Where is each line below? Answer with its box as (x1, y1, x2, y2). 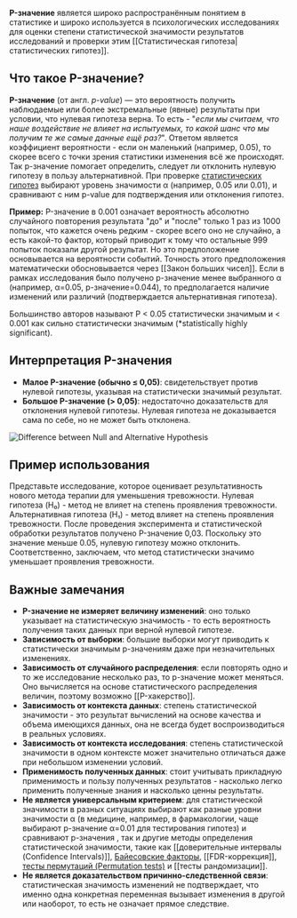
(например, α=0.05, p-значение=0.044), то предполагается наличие (9, 282, 269, 292)
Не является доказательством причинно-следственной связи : (21, 870, 269, 881)
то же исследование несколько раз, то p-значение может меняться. (21, 672, 285, 683)
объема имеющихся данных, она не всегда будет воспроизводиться (21, 719, 285, 730)
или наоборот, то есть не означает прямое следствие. (21, 898, 229, 909)
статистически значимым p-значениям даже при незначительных (21, 643, 276, 654)
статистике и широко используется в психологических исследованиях (9, 17, 280, 28)
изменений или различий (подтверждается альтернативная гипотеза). (9, 291, 278, 301)
